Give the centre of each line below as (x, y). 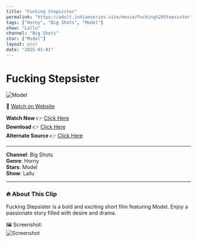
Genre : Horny (23, 161)
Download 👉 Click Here (36, 127)
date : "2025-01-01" (30, 50)
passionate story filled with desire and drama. (61, 213)
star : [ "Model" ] (26, 39)
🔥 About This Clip (32, 194)
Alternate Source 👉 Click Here (45, 135)
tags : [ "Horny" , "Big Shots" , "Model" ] (55, 22)
